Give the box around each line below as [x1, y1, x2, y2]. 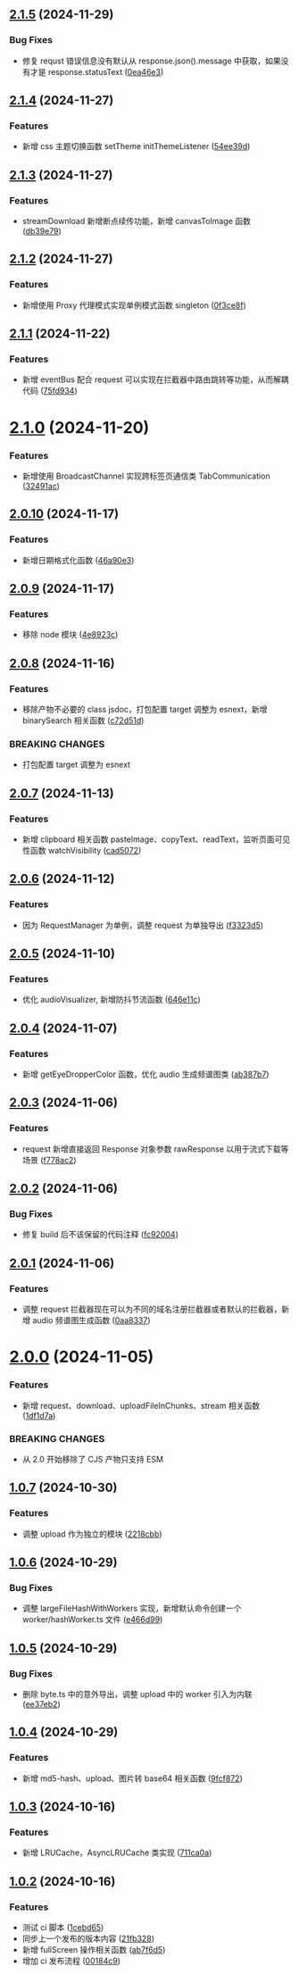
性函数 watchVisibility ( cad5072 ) [21, 845, 142, 855]
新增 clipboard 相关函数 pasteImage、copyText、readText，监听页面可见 [21, 834, 291, 845]
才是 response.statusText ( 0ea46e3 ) [29, 66, 164, 77]
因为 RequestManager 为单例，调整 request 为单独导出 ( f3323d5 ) [21, 920, 264, 930]
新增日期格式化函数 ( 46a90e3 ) [21, 554, 135, 565]
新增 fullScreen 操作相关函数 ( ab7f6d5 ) [21, 1945, 166, 1954]
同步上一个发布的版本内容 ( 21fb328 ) [21, 1933, 154, 1944]
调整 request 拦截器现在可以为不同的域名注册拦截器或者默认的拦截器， [21, 1304, 282, 1315]
